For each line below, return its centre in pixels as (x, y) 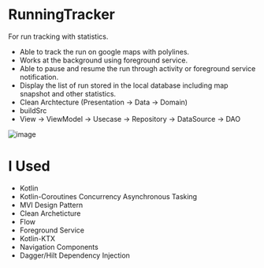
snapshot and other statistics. (68, 93)
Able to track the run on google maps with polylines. (104, 51)
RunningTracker (62, 15)
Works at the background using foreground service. (103, 60)
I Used (29, 166)
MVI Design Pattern (51, 205)
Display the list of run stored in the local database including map (124, 85)
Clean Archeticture (50, 213)
